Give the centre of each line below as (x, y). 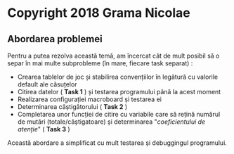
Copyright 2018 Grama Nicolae (99, 13)
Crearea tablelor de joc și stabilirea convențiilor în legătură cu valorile (118, 77)
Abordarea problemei (55, 39)
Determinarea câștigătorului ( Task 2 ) (72, 107)
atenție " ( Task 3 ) (44, 129)
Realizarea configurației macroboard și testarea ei (89, 99)
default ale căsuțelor (47, 84)
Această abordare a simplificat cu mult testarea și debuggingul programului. (117, 143)
